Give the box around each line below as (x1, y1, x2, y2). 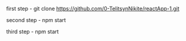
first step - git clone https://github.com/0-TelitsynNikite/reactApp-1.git (6, 5, 180, 12)
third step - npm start (6, 28, 59, 35)
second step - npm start (6, 17, 66, 23)
